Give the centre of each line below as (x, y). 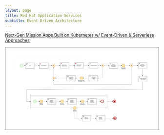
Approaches (18, 40)
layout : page (18, 10)
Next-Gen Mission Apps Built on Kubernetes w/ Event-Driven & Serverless (80, 35)
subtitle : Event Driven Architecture (43, 21)
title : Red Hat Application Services (43, 15)
